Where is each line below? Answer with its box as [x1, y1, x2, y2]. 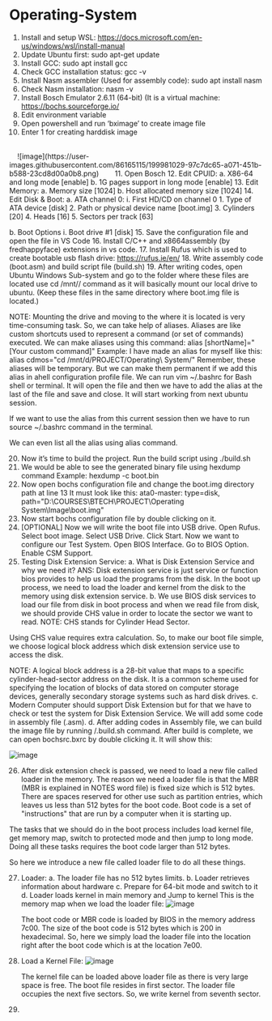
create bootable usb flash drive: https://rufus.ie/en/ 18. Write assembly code [9, 253, 264, 262]
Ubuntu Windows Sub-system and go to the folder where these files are [9, 270, 249, 280]
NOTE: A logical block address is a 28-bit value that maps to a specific [9, 666, 244, 675]
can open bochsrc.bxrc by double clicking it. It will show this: [9, 734, 213, 744]
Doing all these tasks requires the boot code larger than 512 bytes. [9, 841, 231, 851]
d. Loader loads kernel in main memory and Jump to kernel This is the [20, 890, 254, 900]
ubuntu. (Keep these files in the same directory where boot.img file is [9, 287, 240, 297]
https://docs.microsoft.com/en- [97, 32, 203, 42]
